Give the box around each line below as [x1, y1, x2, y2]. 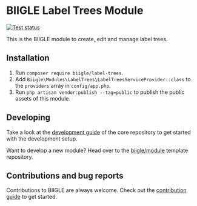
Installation [6, 53, 50, 64]
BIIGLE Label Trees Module [6, 4, 144, 18]
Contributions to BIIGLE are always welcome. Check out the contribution [6, 187, 187, 194]
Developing [6, 113, 50, 123]
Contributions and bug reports [6, 170, 124, 181]
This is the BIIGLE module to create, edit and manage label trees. [6, 35, 168, 42]
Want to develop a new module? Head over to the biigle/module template [6, 147, 189, 154]
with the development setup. [6, 135, 78, 142]
